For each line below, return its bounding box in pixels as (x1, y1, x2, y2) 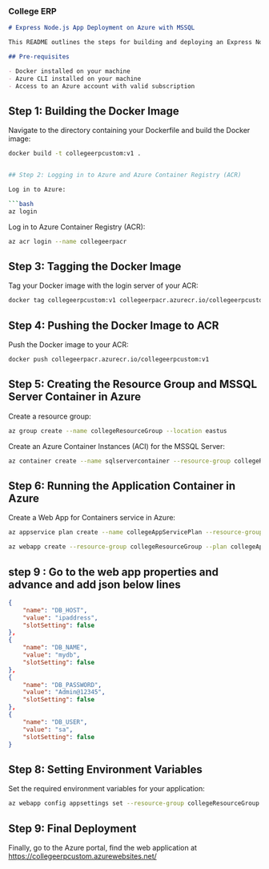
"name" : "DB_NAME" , (22, 644, 88, 652)
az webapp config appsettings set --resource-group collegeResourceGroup (8, 799, 260, 807)
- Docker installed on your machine (8, 67, 130, 75)
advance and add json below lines (8, 577, 182, 591)
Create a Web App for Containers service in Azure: (8, 513, 176, 523)
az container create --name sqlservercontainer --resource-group (8, 457, 231, 465)
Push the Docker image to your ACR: (8, 340, 129, 350)
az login (8, 207, 38, 216)
